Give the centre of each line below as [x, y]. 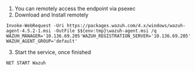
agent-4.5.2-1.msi [29, 31]
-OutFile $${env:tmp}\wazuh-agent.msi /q [105, 31]
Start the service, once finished [53, 52]
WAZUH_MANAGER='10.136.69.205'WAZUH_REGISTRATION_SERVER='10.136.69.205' [99, 36]
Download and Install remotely [52, 15]
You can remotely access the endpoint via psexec [75, 9]
